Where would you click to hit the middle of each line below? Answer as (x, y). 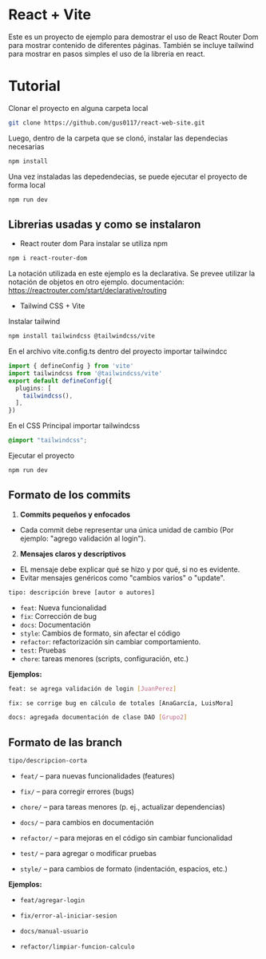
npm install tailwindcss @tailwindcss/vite (82, 336)
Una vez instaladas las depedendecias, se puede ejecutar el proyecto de (128, 176)
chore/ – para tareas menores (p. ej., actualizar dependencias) (122, 806)
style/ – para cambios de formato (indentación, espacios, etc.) (123, 869)
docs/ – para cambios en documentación (87, 822)
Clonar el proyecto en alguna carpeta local (78, 108)
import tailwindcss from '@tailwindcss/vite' (85, 373)
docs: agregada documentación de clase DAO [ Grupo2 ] (98, 717)
